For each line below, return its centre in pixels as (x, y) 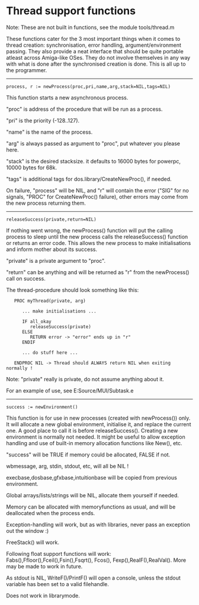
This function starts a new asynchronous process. (67, 97)
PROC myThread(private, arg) (50, 301)
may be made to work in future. (44, 566)
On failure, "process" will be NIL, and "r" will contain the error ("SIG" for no (98, 190)
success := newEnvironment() (42, 407)
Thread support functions (71, 11)
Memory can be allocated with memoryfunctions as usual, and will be (91, 507)
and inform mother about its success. (52, 249)
